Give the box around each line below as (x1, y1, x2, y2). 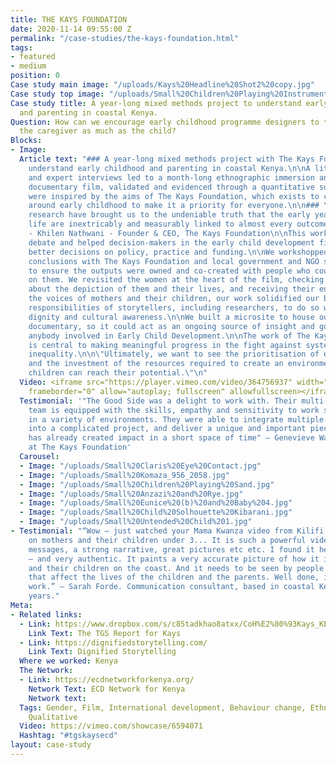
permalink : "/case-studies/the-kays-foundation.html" (10, 33, 240, 43)
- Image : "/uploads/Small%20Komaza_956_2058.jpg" (19, 470, 230, 480)
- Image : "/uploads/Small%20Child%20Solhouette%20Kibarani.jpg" (19, 507, 293, 518)
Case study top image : (10, 89, 105, 99)
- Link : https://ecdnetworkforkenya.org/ (19, 675, 195, 685)
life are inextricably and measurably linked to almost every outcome (28, 219, 329, 230)
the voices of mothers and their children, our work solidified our (28, 294, 320, 304)
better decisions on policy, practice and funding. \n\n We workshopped (28, 247, 329, 257)
